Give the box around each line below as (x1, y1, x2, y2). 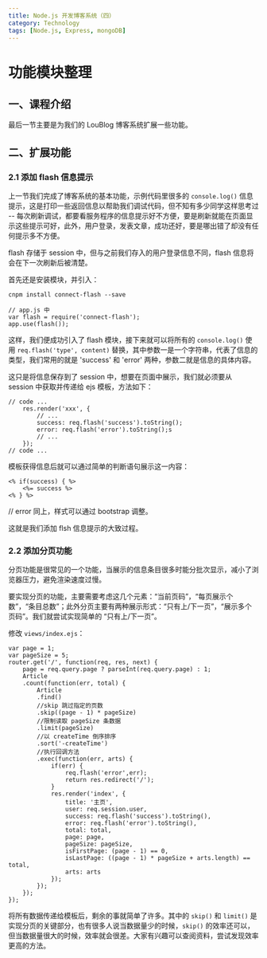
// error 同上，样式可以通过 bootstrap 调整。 (8, 507, 153, 516)
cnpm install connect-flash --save (8, 291, 126, 299)
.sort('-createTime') (37, 740, 109, 748)
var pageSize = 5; (8, 651, 69, 660)
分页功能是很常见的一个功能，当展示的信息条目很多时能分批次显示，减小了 (8, 565, 252, 575)
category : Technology (8, 19, 80, 27)
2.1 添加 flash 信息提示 (8, 171, 94, 183)
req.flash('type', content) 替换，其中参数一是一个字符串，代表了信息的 (17, 345, 258, 355)
